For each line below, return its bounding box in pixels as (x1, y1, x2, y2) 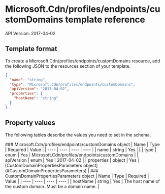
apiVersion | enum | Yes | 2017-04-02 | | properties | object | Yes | (5, 157, 139, 163)
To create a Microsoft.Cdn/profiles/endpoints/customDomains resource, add (5, 58, 160, 64)
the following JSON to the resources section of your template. (5, 63, 131, 69)
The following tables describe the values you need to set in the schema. (5, 132, 151, 138)
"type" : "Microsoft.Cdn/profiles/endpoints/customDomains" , (9, 82, 135, 87)
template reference (65, 14, 145, 25)
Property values (5, 119, 56, 127)
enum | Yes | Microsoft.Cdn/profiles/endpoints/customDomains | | (5, 152, 139, 158)
